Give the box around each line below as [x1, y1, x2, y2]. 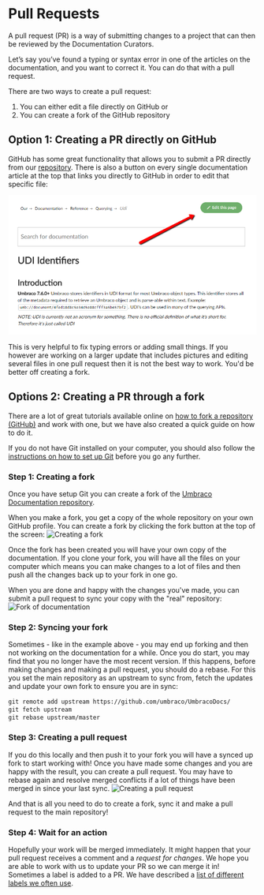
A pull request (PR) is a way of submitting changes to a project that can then [8, 31, 256, 40]
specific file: [8, 179, 49, 189]
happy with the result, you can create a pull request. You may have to [8, 766, 233, 776]
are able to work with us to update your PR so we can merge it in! [8, 862, 220, 871]
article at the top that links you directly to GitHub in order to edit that [8, 170, 230, 180]
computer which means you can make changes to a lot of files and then [8, 562, 240, 571]
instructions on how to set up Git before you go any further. [8, 451, 201, 461]
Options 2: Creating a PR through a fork [8, 390, 205, 403]
